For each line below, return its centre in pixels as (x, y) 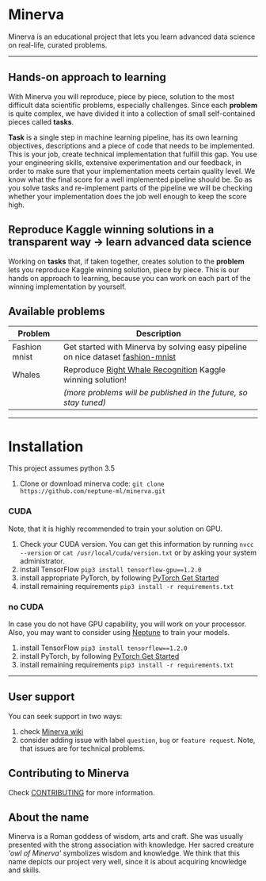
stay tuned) (85, 402)
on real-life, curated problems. (58, 44)
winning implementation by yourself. (67, 287)
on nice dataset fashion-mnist (120, 357)
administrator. (42, 560)
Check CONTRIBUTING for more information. (82, 792)
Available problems (57, 311)
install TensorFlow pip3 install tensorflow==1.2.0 (103, 648)
